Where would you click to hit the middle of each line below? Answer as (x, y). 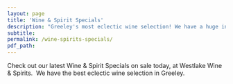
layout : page (26, 14)
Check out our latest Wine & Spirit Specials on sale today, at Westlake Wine (115, 66)
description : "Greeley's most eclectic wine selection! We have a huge (113, 26)
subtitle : (21, 33)
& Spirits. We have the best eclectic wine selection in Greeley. (96, 73)
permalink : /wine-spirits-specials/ (60, 40)
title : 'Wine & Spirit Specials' (55, 20)
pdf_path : (21, 46)
